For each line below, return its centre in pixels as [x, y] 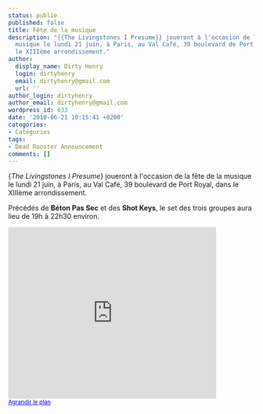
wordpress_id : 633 [38, 111]
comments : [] [29, 154]
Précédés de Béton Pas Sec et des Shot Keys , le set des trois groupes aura [130, 208]
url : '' [28, 88]
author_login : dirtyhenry [50, 96]
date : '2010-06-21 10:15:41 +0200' [66, 118]
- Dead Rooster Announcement [56, 147]
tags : [17, 139]
